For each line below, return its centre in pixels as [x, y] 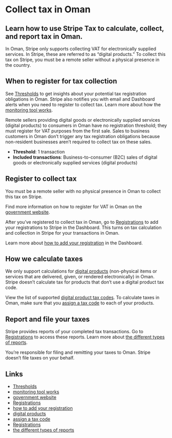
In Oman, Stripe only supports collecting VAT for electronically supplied [81, 49]
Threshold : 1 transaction [39, 151]
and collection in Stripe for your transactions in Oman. [62, 233]
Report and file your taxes [47, 319]
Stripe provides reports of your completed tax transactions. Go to [74, 332]
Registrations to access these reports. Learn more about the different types [85, 337]
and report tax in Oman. [44, 36]
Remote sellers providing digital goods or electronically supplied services [83, 120]
